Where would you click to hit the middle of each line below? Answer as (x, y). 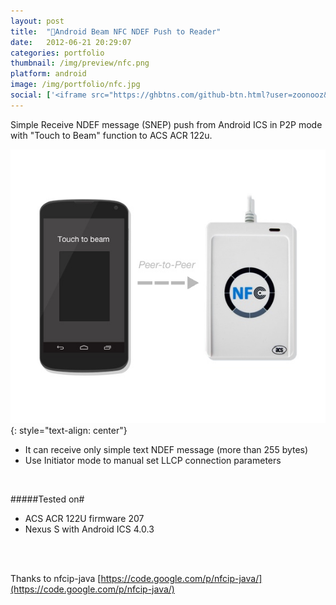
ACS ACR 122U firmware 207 (84, 518)
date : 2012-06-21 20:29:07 (71, 42)
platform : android (48, 74)
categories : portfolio (57, 53)
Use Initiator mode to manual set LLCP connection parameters (153, 460)
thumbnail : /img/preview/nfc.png (80, 63)
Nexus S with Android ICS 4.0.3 (89, 529)
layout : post (37, 21)
